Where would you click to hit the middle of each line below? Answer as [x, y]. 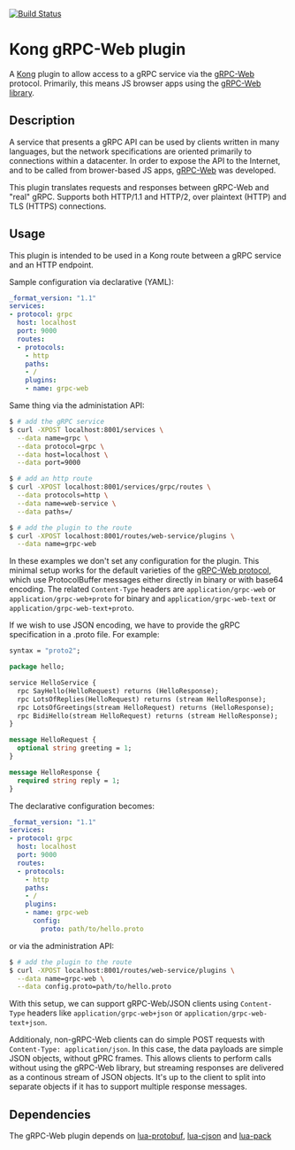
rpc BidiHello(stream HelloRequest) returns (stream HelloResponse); [147, 716]
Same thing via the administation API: [77, 405]
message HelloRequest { [53, 740]
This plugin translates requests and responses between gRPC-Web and [139, 187]
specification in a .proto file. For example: [85, 635]
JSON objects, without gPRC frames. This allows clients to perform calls [140, 1059]
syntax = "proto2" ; [45, 651]
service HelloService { [53, 683]
